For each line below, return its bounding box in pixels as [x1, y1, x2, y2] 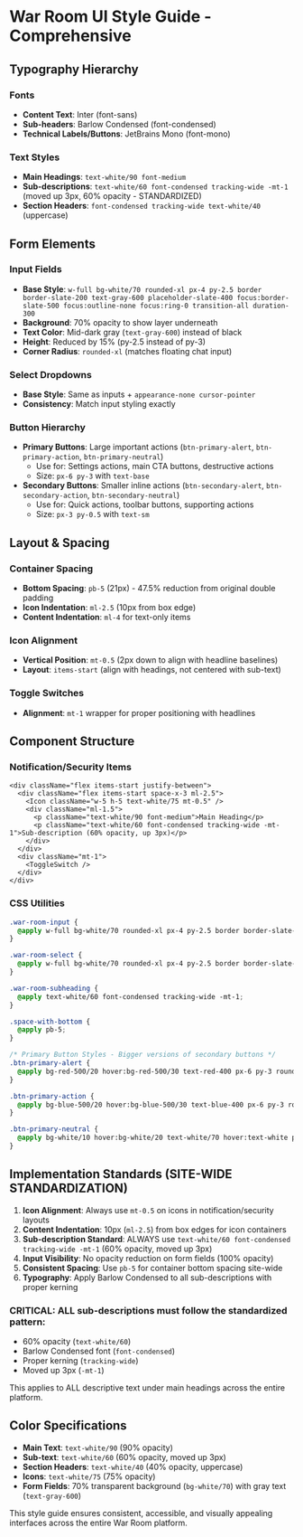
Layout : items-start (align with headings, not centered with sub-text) [22, 665, 281, 675]
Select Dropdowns [9, 368, 92, 381]
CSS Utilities [9, 897, 65, 910]
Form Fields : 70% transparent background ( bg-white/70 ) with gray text [22, 1480, 287, 1491]
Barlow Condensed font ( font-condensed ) [22, 1345, 176, 1357]
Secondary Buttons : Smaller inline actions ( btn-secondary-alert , [22, 480, 264, 491]
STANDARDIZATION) [9, 1181, 129, 1196]
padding [22, 592, 54, 603]
